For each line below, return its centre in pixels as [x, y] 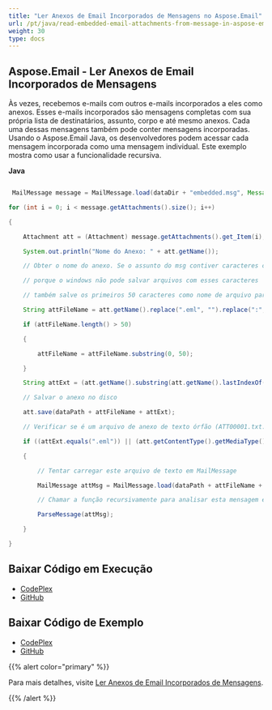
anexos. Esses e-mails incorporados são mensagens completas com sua [130, 112]
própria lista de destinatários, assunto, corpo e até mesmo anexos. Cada [130, 121]
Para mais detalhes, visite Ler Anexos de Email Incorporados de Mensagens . [136, 682]
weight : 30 [27, 31]
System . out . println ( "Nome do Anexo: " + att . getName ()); [121, 251]
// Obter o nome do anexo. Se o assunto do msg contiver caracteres [141, 266]
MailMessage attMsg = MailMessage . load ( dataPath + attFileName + [150, 485]
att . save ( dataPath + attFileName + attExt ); [99, 413]
